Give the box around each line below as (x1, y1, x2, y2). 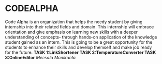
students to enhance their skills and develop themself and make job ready (5, 44, 152, 50)
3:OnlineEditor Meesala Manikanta (5, 54, 76, 60)
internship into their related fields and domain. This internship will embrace (5, 24, 154, 29)
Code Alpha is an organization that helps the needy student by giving (5, 19, 143, 25)
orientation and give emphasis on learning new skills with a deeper (5, 29, 138, 35)
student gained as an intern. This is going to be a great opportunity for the (5, 39, 153, 45)
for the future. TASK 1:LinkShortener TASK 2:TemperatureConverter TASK (5, 49, 156, 55)
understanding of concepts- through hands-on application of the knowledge (5, 34, 157, 40)
